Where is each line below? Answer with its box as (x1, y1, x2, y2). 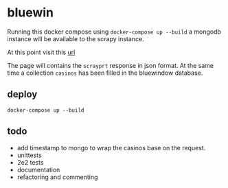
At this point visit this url (7, 48, 76, 56)
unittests (16, 151, 43, 159)
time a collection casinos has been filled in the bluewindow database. (7, 69, 203, 77)
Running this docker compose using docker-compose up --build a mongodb (7, 27, 222, 36)
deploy (7, 89, 38, 100)
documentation (16, 165, 60, 174)
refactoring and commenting (16, 173, 98, 181)
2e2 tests (16, 158, 44, 166)
